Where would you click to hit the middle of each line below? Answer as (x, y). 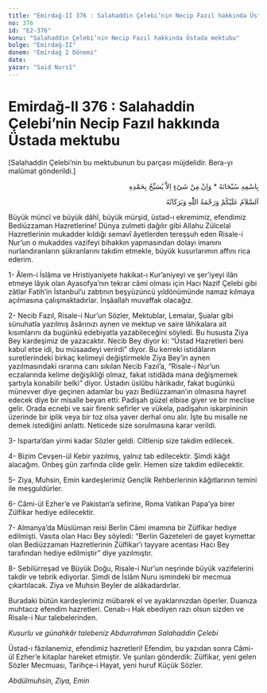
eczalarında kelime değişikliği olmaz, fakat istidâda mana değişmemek (123, 374)
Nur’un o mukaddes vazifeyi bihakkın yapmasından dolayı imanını (115, 242)
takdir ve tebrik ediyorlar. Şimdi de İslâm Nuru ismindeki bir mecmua (120, 576)
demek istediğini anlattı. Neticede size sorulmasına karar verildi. (112, 425)
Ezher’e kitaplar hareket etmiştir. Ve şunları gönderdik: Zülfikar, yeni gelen (136, 656)
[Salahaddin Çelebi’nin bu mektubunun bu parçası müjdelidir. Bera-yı (120, 162)
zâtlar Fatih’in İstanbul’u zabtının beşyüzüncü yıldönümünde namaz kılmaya (132, 292)
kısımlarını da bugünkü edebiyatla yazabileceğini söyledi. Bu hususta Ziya (128, 332)
